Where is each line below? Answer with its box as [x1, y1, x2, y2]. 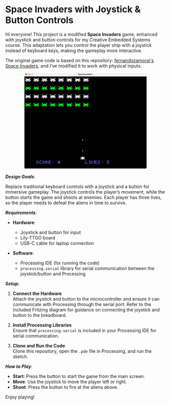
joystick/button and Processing [20, 271, 86, 277]
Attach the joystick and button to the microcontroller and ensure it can [12, 295, 160, 302]
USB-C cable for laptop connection [20, 240, 94, 246]
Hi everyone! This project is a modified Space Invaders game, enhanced [5, 31, 158, 37]
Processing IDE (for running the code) [20, 260, 100, 266]
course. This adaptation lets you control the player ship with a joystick [5, 42, 152, 48]
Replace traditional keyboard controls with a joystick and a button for [5, 183, 150, 190]
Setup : [5, 280, 20, 286]
